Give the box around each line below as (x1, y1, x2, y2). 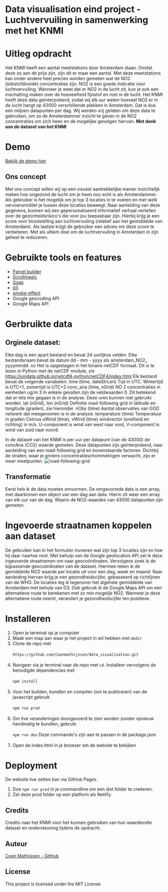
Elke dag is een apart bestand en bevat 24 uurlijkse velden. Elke (5, 351, 137, 358)
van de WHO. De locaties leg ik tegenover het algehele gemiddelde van (5, 579, 152, 585)
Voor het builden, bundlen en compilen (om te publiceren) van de (12, 688, 147, 694)
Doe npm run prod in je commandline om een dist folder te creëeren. (12, 786, 153, 792)
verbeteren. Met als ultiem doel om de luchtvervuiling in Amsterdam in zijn (5, 228, 159, 235)
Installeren (5, 613, 51, 624)
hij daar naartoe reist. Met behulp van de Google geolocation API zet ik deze (5, 552, 163, 558)
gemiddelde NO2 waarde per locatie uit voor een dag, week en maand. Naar (5, 568, 163, 574)
